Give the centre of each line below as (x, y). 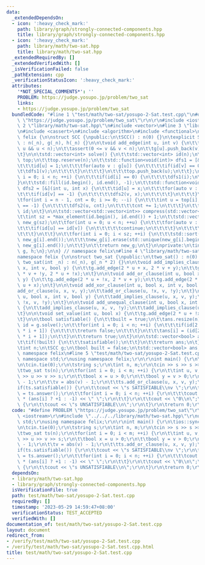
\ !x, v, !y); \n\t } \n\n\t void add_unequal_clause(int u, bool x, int (108, 302)
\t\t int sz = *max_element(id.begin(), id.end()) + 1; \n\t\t (96, 217)
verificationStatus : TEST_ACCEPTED (57, 513)
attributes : (27, 86)
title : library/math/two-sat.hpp (60, 52)
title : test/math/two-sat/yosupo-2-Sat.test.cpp (69, 553)
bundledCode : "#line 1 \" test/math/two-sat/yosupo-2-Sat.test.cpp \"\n (103, 114)
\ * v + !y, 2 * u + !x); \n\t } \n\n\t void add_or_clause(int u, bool (106, 274)
